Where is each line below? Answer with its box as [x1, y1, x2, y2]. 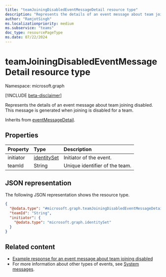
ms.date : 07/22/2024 [5, 35, 48, 40]
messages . [12, 266, 35, 272]
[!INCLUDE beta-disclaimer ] [5, 92, 62, 98]
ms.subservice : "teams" [5, 26, 54, 31]
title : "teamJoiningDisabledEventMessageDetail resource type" [5, 7, 138, 12]
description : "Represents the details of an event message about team [5, 12, 154, 17]
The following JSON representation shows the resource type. [5, 192, 130, 198]
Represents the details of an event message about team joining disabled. [5, 102, 153, 108]
